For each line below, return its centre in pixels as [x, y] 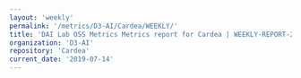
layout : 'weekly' [42, 17]
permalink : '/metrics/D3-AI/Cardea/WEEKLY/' [94, 26]
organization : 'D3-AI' [52, 43]
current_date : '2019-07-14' [62, 59]
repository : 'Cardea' [50, 51]
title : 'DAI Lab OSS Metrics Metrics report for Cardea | [120, 34]
